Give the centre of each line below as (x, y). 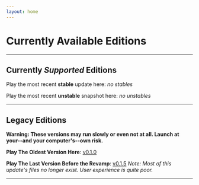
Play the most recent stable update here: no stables (70, 84)
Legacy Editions (36, 120)
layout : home (22, 12)
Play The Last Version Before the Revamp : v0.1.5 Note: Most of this (89, 164)
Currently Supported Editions (62, 70)
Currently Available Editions (76, 41)
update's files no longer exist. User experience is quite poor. (80, 170)
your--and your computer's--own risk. (55, 141)
